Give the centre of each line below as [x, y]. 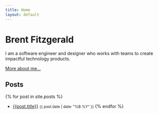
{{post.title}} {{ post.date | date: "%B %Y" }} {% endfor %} [68, 106]
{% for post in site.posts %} [34, 97]
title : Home [18, 10]
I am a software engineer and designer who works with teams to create [79, 53]
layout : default [22, 15]
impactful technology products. [38, 59]
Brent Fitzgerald [40, 40]
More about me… [23, 69]
